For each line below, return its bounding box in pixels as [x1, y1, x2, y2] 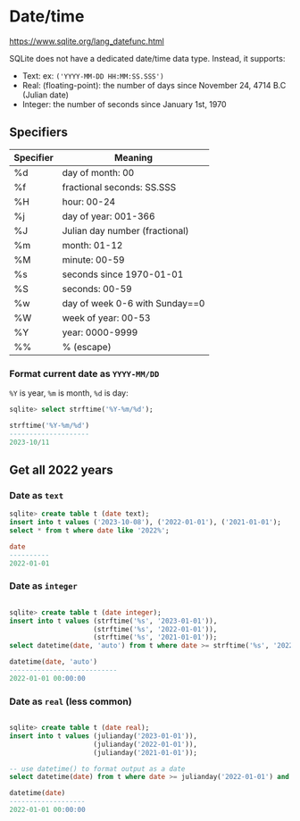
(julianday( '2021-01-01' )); [93, 748, 198, 757]
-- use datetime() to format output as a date [9, 764, 186, 774]
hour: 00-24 [62, 195, 116, 207]
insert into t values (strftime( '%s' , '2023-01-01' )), [9, 616, 218, 625]
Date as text [9, 489, 64, 501]
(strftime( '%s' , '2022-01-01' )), [93, 624, 218, 633]
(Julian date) [21, 89, 70, 100]
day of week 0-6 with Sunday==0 [62, 297, 205, 309]
